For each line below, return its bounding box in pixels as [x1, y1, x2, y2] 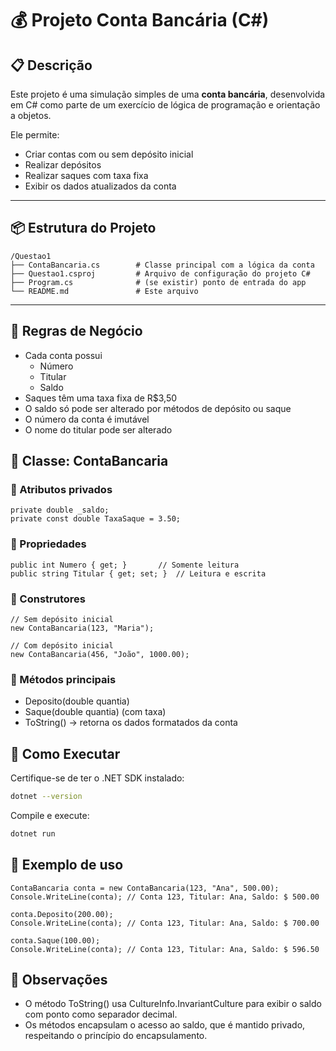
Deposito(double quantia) [24, 695, 130, 707]
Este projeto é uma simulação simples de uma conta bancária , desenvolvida [10, 88, 326, 100]
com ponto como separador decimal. [24, 1008, 178, 1021]
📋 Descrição [10, 57, 93, 74]
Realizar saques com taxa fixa [24, 170, 149, 181]
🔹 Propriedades [10, 537, 87, 551]
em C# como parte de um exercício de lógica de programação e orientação [10, 99, 321, 111]
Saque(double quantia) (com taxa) [24, 706, 167, 718]
